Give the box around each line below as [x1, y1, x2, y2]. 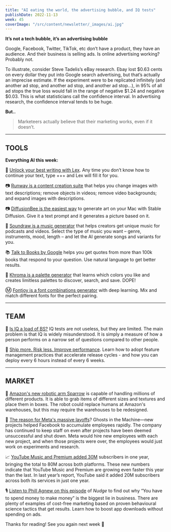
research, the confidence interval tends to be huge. [5, 99, 113, 105]
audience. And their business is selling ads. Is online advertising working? [5, 51, 160, 57]
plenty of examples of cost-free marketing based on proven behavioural [5, 500, 157, 506]
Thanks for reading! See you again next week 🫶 [5, 521, 105, 527]
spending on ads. [5, 511, 42, 517]
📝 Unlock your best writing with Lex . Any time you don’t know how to [5, 167, 150, 173]
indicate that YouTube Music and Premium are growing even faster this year [5, 466, 164, 472]
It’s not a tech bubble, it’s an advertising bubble [5, 36, 108, 42]
